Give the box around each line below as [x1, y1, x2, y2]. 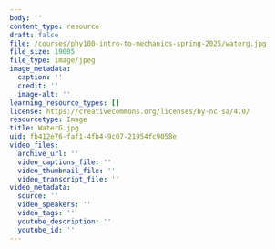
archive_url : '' [17, 149, 79, 158]
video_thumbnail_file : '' [17, 166, 117, 175]
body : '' [9, 13, 43, 23]
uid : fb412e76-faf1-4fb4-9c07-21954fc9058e [9, 132, 178, 141]
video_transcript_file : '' [17, 174, 120, 183]
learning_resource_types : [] [9, 98, 120, 108]
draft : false [9, 30, 59, 39]
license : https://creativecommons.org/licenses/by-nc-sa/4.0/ [9, 107, 250, 116]
